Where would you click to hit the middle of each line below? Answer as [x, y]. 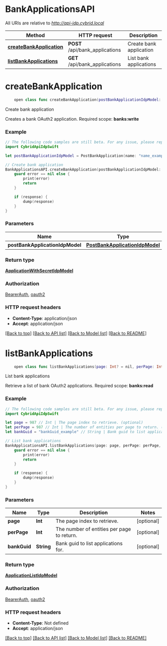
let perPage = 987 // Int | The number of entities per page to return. [82, 427]
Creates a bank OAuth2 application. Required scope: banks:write [72, 119]
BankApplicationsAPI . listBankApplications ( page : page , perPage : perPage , [83, 445]
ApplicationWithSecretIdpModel [39, 271]
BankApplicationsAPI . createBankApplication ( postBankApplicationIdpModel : [83, 169]
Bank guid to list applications [89, 543]
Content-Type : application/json [44, 318]
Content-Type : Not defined [40, 623]
